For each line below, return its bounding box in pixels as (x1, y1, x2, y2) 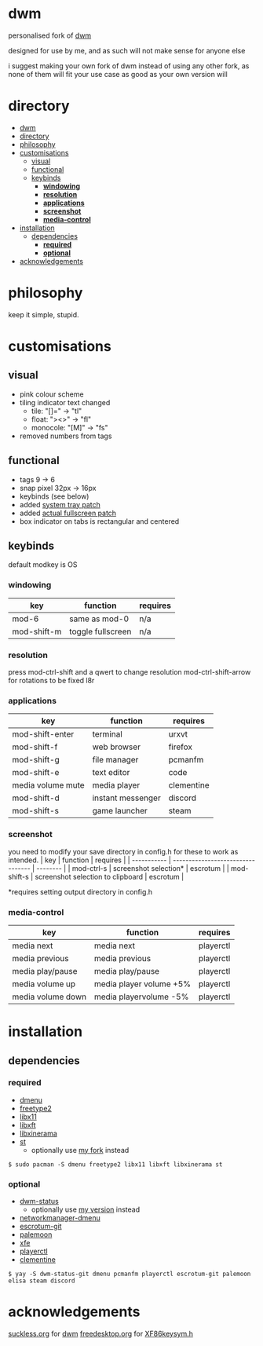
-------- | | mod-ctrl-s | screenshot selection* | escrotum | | (36, 863, 229, 872)
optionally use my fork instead (31, 1145, 130, 1154)
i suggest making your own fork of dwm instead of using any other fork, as (8, 60, 250, 71)
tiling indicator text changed (19, 397, 111, 407)
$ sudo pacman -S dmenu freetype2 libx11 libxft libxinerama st (8, 1160, 223, 1169)
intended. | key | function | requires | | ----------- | (8, 855, 171, 865)
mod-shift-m (12, 626, 62, 637)
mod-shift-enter (12, 729, 75, 740)
